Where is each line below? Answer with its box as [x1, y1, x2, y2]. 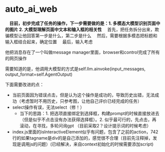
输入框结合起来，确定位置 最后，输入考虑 [5, 38, 93, 45]
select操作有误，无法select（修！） [12, 104, 85, 110]
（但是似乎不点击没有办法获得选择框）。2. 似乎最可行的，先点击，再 [19, 117, 157, 122]
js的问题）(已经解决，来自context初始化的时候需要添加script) [29, 141, 154, 147]
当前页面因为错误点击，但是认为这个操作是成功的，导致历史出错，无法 [12, 92, 155, 98]
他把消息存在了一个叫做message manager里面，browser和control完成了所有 [5, 49, 160, 55]
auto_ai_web [5, 3, 58, 15]
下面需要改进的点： [5, 81, 44, 87]
